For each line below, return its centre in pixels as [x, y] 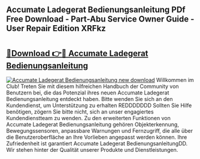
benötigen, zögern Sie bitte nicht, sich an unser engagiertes [80, 112]
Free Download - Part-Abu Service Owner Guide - [100, 19]
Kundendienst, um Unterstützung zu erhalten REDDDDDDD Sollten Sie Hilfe [99, 105]
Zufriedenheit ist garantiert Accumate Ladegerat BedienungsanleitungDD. [97, 143]
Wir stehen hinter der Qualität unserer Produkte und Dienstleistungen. [92, 150]
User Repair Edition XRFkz [56, 28]
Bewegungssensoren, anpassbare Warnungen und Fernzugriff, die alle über [100, 131]
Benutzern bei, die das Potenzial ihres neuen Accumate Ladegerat [88, 93]
